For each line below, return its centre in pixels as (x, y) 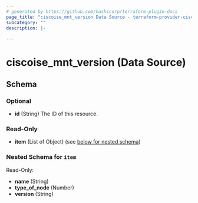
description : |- (26, 28)
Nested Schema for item (41, 157)
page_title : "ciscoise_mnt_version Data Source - (68, 17)
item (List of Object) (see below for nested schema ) (77, 142)
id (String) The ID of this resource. (56, 114)
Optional (19, 101)
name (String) (32, 181)
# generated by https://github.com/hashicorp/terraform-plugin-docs (92, 11)
